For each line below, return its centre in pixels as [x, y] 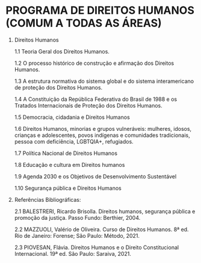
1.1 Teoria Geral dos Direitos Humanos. [62, 51]
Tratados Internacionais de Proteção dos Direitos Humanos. [88, 105]
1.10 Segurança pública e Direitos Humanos [68, 188]
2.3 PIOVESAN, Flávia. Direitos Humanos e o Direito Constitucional [96, 247]
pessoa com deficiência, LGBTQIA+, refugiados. [74, 141]
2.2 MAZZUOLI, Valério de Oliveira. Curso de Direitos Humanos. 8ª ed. [101, 229]
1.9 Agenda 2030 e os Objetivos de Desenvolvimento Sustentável [95, 176]
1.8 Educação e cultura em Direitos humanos [70, 165]
